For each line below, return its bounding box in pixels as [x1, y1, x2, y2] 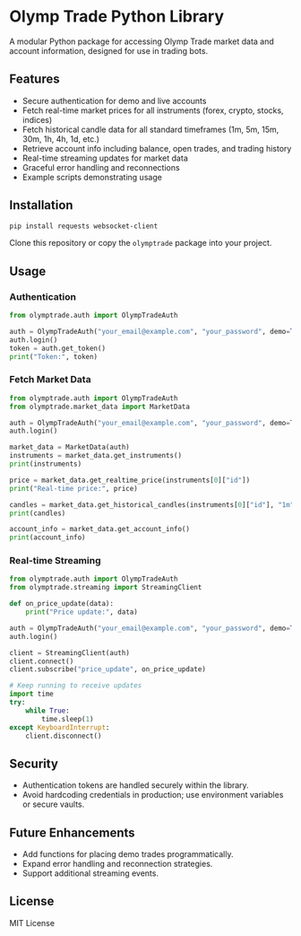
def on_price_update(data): [9, 599, 115, 608]
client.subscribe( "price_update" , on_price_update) [9, 665, 206, 674]
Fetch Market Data [9, 373, 91, 386]
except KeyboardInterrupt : [9, 722, 110, 732]
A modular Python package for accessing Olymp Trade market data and [9, 36, 275, 47]
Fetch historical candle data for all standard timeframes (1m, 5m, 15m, [21, 124, 279, 135]
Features [9, 72, 60, 87]
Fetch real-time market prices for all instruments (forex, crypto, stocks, [21, 105, 284, 116]
